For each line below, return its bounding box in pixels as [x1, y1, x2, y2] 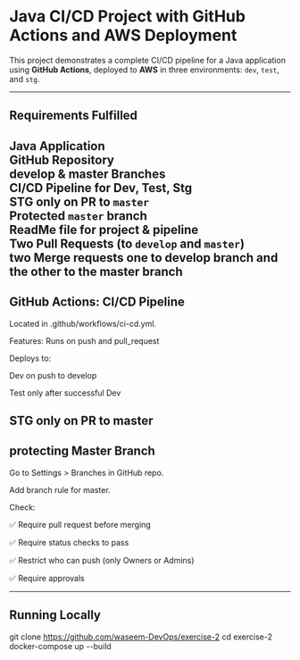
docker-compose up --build [9, 640, 112, 651]
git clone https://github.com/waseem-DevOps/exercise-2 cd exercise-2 [9, 631, 273, 642]
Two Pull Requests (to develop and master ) [9, 236, 246, 251]
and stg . [9, 73, 40, 84]
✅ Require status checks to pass [9, 537, 129, 547]
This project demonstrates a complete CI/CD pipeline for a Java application [9, 54, 286, 65]
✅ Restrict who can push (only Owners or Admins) [9, 555, 195, 565]
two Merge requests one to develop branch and [9, 250, 279, 265]
